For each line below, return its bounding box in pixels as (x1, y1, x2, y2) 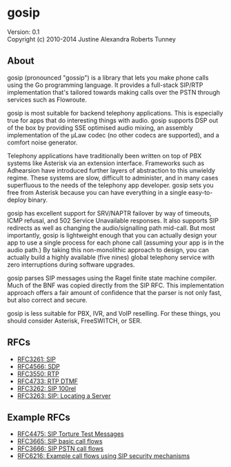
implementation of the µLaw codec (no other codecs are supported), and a (7, 131, 219, 139)
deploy (7, 196, 27, 204)
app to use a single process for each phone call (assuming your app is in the (7, 238, 224, 247)
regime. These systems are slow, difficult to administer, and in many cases (7, 173, 219, 182)
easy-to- (188, 188, 213, 196)
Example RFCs (7, 411, 71, 423)
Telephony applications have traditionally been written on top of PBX (7, 151, 202, 160)
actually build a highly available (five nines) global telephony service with (7, 253, 215, 261)
